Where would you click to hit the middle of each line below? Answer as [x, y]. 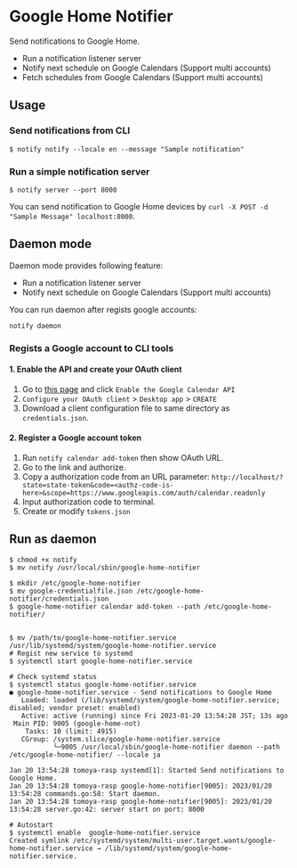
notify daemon [36, 326]
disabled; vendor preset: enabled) [75, 708]
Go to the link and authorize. [74, 467]
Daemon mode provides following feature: [86, 266]
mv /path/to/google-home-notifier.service [97, 638]
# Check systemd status [53, 676]
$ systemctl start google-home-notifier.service [101, 661]
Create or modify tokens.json [76, 512]
